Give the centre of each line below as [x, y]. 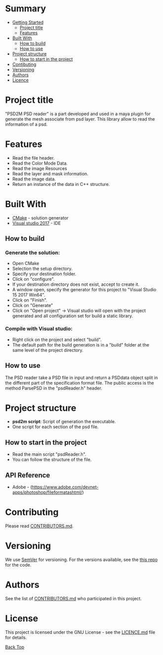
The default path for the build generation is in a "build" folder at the [81, 345]
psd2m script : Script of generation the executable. [64, 422]
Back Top [15, 647]
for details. [16, 637]
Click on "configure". [33, 279]
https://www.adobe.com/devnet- [65, 487]
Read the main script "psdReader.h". [49, 454]
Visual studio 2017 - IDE [36, 223]
